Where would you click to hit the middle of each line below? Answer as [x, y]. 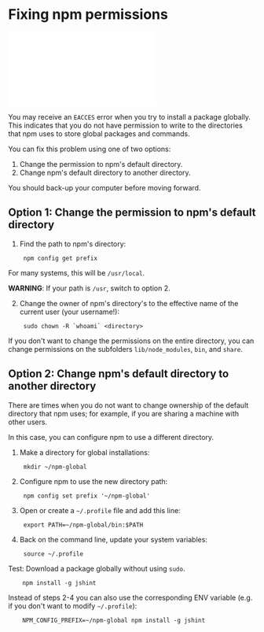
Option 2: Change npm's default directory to [119, 374]
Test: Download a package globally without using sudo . [97, 568]
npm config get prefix [60, 258]
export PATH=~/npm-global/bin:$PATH [83, 525]
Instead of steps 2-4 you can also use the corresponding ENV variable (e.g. [130, 597]
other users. [28, 422]
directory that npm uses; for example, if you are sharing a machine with [124, 413]
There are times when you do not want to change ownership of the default [128, 405]
